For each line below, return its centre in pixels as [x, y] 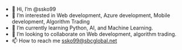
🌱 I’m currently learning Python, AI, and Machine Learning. [82, 28]
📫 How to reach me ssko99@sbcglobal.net [64, 41]
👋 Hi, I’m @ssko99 [34, 9]
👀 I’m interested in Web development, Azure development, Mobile [91, 15]
